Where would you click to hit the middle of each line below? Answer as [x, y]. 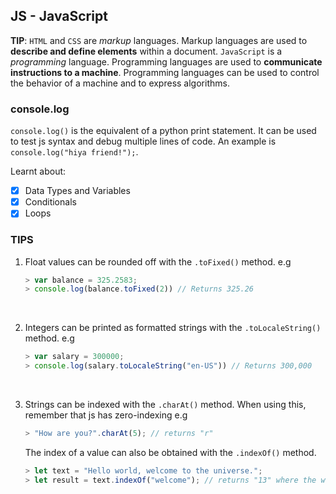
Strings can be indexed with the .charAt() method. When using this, [165, 405]
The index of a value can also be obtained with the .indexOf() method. [170, 452]
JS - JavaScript [59, 16]
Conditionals [50, 202]
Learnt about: [38, 171]
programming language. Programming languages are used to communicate [166, 61]
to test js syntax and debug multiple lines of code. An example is [143, 141]
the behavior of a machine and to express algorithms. [120, 83]
